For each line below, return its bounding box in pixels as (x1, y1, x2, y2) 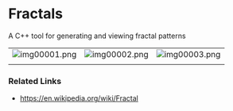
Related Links (8, 75, 62, 86)
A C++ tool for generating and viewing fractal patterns (8, 31, 186, 40)
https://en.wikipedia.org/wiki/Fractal (19, 94, 139, 103)
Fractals (8, 5, 64, 23)
